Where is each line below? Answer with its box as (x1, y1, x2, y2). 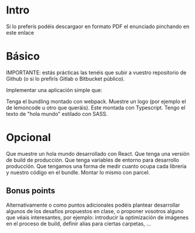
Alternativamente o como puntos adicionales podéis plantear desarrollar (6, 201, 180, 208)
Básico (6, 50, 40, 63)
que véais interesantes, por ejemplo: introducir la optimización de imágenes (6, 214, 189, 221)
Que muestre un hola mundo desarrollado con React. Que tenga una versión (6, 150, 190, 157)
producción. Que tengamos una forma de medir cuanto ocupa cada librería (6, 162, 187, 170)
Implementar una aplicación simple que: (6, 86, 102, 94)
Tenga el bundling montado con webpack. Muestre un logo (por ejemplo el (6, 98, 186, 105)
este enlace (6, 29, 34, 36)
